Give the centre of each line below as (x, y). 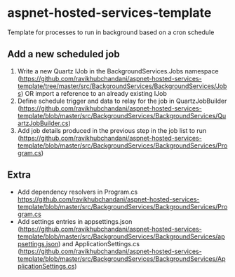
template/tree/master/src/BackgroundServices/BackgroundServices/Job (122, 86)
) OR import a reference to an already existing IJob (94, 93)
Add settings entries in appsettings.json (75, 221)
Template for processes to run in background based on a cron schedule (111, 32)
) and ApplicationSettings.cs (99, 243)
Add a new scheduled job (64, 54)
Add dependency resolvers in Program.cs (78, 192)
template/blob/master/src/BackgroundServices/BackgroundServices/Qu (122, 115)
